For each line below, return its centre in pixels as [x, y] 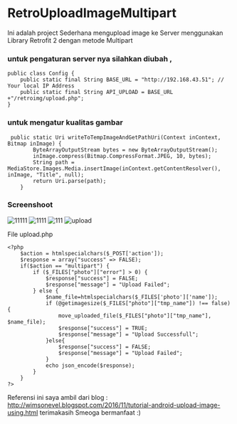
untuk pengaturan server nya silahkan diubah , [90, 58]
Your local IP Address [41, 86]
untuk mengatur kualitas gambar [65, 122]
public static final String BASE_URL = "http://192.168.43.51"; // [122, 80]
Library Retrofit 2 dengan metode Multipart [70, 40]
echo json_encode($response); [90, 365]
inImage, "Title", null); [46, 175]
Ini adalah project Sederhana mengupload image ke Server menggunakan [115, 33]
